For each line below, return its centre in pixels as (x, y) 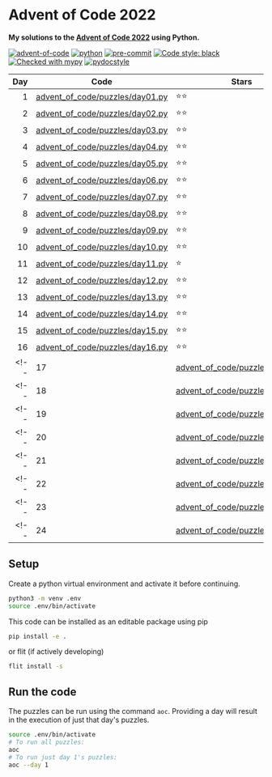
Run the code (42, 692)
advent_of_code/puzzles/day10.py (102, 247)
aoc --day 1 (28, 765)
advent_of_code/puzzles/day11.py (102, 264)
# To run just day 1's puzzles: (63, 757)
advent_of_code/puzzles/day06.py (102, 180)
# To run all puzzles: (47, 742)
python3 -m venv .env (45, 598)
